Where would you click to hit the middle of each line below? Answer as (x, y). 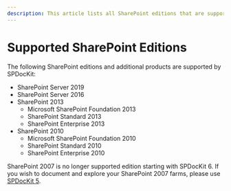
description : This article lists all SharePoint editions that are (106, 13)
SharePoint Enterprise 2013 (66, 124)
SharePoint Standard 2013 (64, 116)
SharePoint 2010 (40, 131)
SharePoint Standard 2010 (64, 146)
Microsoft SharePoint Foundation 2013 (81, 109)
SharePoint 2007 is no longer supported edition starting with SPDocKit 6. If (113, 166)
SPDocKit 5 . (24, 181)
